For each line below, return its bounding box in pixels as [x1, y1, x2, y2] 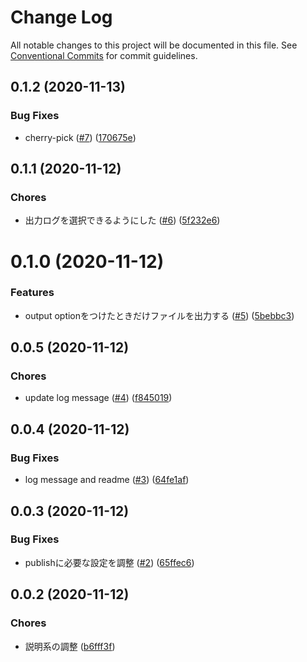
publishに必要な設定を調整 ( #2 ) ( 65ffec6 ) [24, 556, 195, 568]
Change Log [10, 6, 113, 29]
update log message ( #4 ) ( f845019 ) [24, 392, 173, 404]
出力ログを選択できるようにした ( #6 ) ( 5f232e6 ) [24, 214, 221, 226]
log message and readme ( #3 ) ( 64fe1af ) [24, 474, 190, 486]
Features [10, 286, 55, 300]
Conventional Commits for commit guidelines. [10, 49, 198, 61]
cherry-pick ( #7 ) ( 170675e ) [24, 131, 137, 143]
